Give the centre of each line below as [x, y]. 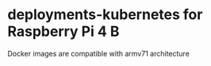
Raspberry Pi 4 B [63, 31]
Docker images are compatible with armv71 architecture [98, 53]
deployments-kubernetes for [105, 15]
